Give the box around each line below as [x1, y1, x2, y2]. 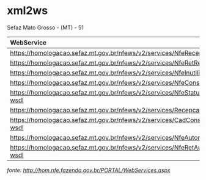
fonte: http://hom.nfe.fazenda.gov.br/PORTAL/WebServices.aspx [7, 166, 171, 174]
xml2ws [7, 4, 48, 18]
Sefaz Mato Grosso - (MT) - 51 [7, 24, 84, 31]
